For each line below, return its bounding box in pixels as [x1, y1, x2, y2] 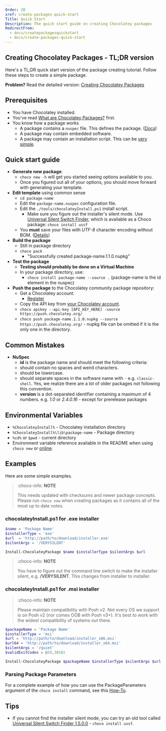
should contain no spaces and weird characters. [19, 365, 119, 371]
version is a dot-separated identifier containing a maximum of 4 [19, 391, 151, 397]
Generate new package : [12, 169, 63, 175]
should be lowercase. [19, 370, 64, 376]
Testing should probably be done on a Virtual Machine [19, 264, 134, 270]
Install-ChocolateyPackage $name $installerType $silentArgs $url [5, 549, 146, 554]
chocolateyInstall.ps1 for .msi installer [5, 586, 99, 593]
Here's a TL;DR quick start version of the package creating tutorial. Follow [5, 67, 157, 73]
